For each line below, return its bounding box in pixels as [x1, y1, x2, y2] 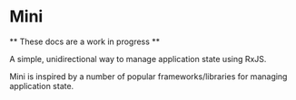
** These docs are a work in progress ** [9, 36, 161, 47]
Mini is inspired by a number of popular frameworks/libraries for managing [9, 70, 288, 82]
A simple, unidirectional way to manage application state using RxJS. [9, 53, 267, 64]
